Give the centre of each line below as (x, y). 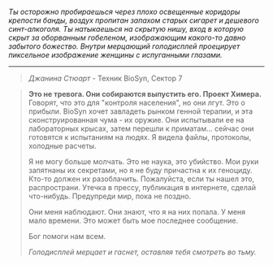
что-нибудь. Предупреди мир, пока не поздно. (110, 196)
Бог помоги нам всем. (67, 236)
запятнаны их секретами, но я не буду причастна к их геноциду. (140, 170)
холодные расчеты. (62, 146)
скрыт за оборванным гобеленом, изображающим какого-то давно (127, 37)
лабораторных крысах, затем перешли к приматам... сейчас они (141, 128)
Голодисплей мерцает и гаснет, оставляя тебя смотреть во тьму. (142, 252)
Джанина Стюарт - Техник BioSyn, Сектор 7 (105, 78)
